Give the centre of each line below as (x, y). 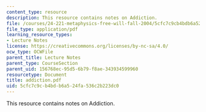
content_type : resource (37, 12)
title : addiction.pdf (34, 80)
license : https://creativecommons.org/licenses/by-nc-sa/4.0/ (87, 47)
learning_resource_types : (39, 35)
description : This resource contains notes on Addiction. (82, 18)
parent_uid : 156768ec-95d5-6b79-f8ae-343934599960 (72, 69)
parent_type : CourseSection (42, 63)
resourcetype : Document (37, 75)
